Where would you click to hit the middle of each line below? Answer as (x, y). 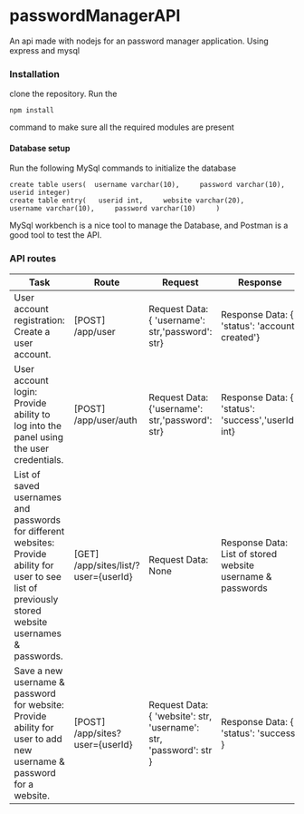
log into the (38, 426)
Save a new (38, 671)
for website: (39, 704)
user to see (38, 576)
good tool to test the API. (56, 235)
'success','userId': (260, 420)
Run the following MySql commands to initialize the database (123, 168)
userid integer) (40, 193)
